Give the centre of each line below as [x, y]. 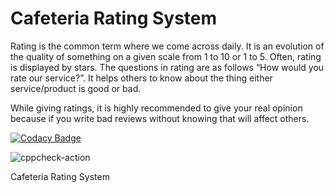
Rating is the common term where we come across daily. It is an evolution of [167, 46]
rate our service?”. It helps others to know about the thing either [141, 78]
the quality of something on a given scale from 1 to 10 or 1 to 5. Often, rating [166, 56]
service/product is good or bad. [76, 88]
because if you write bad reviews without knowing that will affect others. [160, 118]
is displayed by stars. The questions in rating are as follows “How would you [167, 67]
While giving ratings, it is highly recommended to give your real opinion [156, 108]
